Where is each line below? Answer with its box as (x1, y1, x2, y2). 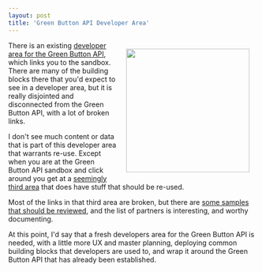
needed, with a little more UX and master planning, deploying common (8, 238, 238, 247)
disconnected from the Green (8, 100, 104, 109)
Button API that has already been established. (8, 255, 156, 264)
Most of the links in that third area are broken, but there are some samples (8, 197, 249, 206)
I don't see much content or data (8, 131, 114, 141)
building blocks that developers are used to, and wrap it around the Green (8, 246, 249, 255)
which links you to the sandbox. (8, 57, 111, 67)
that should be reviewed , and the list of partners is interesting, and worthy (8, 206, 249, 215)
